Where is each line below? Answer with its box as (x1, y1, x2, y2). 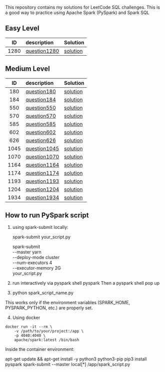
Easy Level (5, 24, 39, 33)
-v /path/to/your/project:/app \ (14, 329, 84, 334)
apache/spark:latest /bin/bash (14, 337, 79, 343)
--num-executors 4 (12, 260, 52, 266)
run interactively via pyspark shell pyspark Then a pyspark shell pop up (12, 280, 160, 286)
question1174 (25, 169, 59, 176)
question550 (25, 104, 56, 111)
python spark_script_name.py (12, 290, 74, 296)
